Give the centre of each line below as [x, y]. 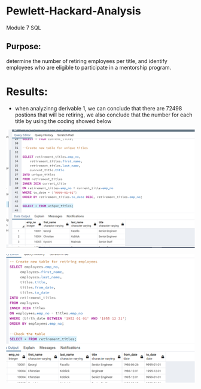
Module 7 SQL [24, 28]
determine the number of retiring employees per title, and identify [87, 61]
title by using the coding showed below [63, 121]
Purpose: [24, 47]
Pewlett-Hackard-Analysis [74, 11]
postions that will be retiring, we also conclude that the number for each [103, 115]
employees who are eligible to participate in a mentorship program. [89, 67]
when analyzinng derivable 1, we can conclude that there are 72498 [98, 108]
